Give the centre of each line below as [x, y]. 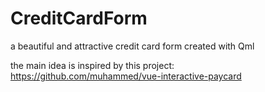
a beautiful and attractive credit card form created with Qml [132, 46]
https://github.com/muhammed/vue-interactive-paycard [126, 76]
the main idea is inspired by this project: [92, 65]
